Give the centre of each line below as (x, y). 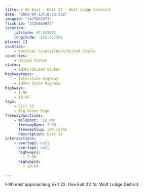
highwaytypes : (20, 74)
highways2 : (29, 161)
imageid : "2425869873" (28, 19)
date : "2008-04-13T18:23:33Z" (36, 14)
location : (15, 28)
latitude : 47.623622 (35, 33)
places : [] (16, 42)
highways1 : (29, 152)
